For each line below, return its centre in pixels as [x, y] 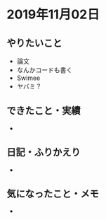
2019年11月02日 [53, 15]
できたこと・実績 [44, 111]
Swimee [28, 78]
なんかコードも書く [45, 70]
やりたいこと [34, 43]
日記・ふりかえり [44, 152]
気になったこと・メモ [53, 194]
